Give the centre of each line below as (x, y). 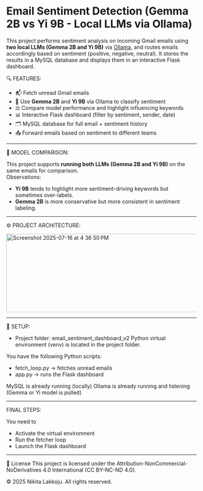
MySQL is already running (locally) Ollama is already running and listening (98, 386)
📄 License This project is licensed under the (61, 463)
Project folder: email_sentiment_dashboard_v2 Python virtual (90, 338)
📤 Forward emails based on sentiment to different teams (86, 133)
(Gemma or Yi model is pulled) (44, 392)
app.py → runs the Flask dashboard (59, 374)
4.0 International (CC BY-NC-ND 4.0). (89, 470)
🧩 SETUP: (18, 326)
